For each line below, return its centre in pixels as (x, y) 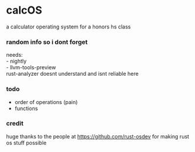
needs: (14, 55)
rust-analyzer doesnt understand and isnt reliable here (72, 74)
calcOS (24, 10)
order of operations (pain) (46, 102)
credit (15, 124)
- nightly (16, 61)
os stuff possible (26, 143)
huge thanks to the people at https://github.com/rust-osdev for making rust (98, 136)
